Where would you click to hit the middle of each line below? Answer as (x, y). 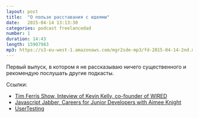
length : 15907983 (28, 45)
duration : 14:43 (26, 39)
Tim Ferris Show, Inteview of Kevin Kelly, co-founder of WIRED (91, 96)
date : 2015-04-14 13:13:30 (42, 22)
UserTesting (29, 108)
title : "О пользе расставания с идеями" (58, 17)
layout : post (22, 12)
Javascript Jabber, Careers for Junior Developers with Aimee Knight (98, 102)
